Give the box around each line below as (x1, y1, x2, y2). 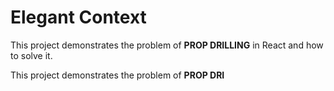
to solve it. (10, 49, 53, 61)
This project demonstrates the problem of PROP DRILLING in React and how (10, 39, 324, 51)
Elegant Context (10, 6, 147, 29)
